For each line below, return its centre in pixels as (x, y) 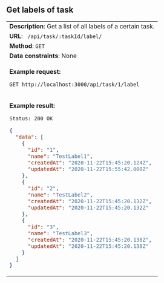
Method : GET (27, 46)
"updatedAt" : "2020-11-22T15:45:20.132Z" (89, 207)
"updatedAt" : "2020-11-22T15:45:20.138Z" (89, 246)
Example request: (35, 71)
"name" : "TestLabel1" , (61, 156)
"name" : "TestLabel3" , (61, 233)
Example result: (32, 105)
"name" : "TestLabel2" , (61, 195)
